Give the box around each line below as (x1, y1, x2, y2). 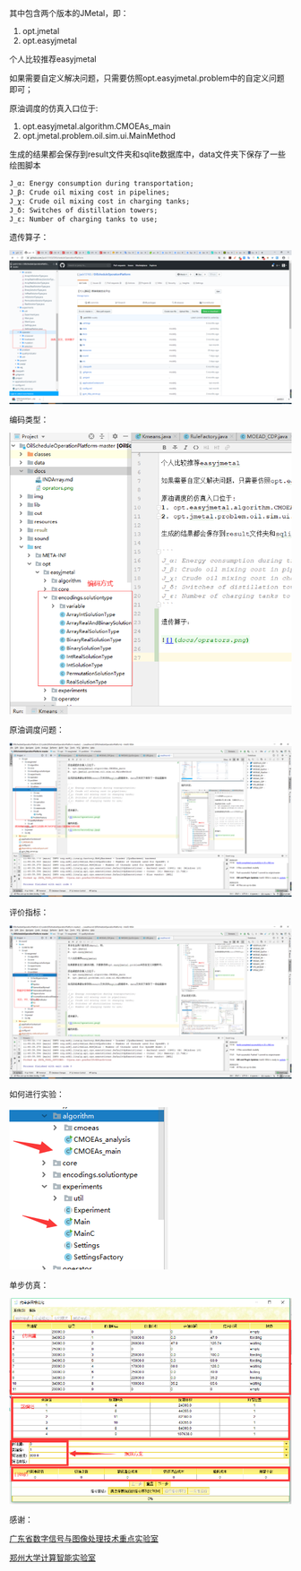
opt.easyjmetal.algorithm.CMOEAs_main (21, 121, 171, 132)
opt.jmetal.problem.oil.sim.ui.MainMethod (21, 131, 176, 141)
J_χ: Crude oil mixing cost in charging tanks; (9, 197, 191, 206)
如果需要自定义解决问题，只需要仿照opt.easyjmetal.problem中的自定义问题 (9, 73, 285, 83)
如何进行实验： (9, 1089, 64, 1100)
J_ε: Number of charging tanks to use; (9, 215, 159, 224)
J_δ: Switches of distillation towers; (9, 206, 159, 215)
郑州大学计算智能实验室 (9, 1552, 96, 1563)
